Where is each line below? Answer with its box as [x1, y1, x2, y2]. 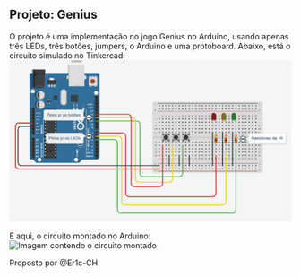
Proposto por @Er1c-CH [9, 257, 99, 268]
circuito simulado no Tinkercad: [9, 49, 125, 61]
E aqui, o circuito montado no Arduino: [9, 230, 151, 241]
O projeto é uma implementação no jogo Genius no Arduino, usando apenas [9, 30, 289, 41]
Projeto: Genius [9, 7, 98, 22]
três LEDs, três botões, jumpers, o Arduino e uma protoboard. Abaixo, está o [9, 40, 291, 51]
